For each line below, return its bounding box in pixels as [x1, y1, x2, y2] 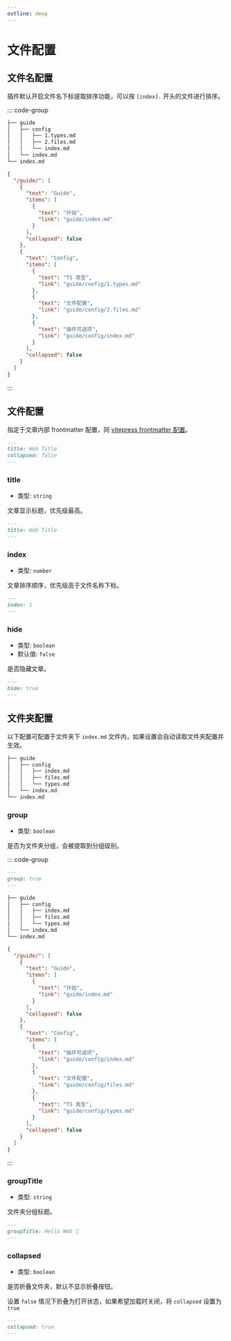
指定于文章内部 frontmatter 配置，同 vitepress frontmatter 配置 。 [7, 425, 192, 433]
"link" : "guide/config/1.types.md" [37, 280, 141, 287]
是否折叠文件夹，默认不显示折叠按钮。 [7, 1283, 117, 1291]
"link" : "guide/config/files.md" [37, 1082, 135, 1089]
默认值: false [17, 650, 55, 658]
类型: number [17, 566, 52, 575]
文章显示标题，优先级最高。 [7, 506, 87, 515]
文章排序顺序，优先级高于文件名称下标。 [7, 581, 123, 590]
